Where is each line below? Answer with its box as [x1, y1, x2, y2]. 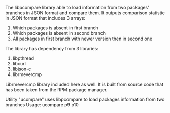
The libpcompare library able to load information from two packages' [5, 5, 150, 10]
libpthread [12, 55, 35, 61]
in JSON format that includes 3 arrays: [5, 15, 85, 21]
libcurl [12, 61, 26, 66]
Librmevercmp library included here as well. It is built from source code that [5, 81, 164, 87]
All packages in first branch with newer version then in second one [12, 35, 153, 42]
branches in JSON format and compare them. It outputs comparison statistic [5, 10, 165, 16]
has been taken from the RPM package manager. [5, 87, 108, 93]
